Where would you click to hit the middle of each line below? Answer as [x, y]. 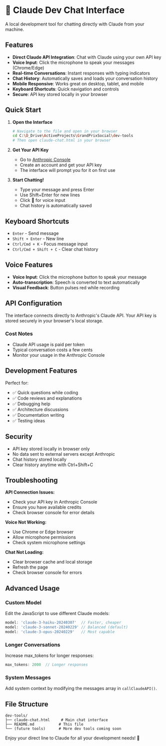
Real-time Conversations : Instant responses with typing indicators [81, 73]
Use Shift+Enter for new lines [50, 195]
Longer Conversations [33, 645]
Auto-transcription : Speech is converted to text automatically [76, 282]
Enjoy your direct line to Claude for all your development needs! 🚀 [73, 738]
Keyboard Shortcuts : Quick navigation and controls [66, 89]
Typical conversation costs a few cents [53, 350]
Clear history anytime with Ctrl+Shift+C [53, 465]
